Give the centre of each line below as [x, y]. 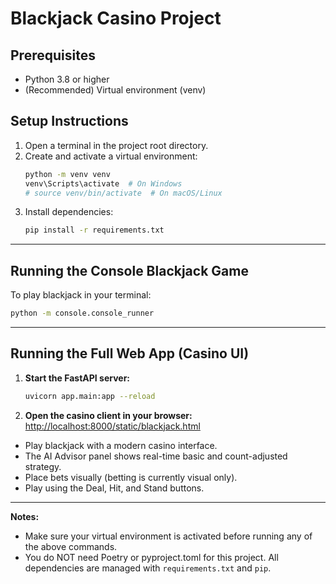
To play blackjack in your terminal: [81, 295]
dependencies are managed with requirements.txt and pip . [148, 568]
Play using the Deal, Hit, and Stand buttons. [114, 488]
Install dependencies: [69, 212]
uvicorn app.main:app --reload [90, 396]
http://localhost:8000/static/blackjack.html [112, 426]
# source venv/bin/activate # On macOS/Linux [123, 193]
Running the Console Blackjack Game [129, 270]
